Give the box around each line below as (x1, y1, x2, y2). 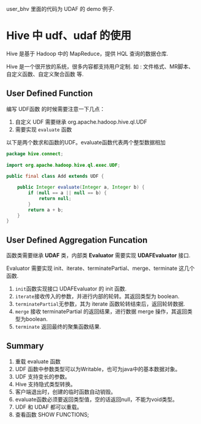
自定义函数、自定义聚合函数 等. (6, 70, 84, 78)
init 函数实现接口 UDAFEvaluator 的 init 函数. (15, 285, 127, 292)
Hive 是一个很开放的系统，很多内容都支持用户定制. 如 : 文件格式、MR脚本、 (6, 62, 194, 70)
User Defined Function (6, 89, 93, 99)
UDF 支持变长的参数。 (15, 372, 71, 380)
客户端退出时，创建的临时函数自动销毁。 (15, 388, 116, 395)
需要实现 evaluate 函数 (15, 126, 72, 133)
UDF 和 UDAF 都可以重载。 (15, 403, 83, 411)
